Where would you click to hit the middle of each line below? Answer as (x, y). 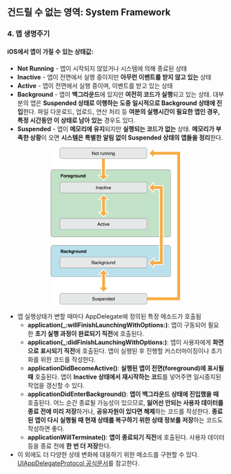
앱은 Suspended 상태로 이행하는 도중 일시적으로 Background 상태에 (123, 103)
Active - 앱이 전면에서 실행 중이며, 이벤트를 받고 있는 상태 (95, 86)
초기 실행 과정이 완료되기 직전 (74, 333)
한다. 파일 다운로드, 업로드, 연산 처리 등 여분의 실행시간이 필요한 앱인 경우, (122, 111)
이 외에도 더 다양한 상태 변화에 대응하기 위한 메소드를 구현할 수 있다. (108, 454)
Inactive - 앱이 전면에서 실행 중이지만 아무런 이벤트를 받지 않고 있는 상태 (114, 77)
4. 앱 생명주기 (29, 34)
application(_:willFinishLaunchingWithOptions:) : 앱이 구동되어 (117, 325)
